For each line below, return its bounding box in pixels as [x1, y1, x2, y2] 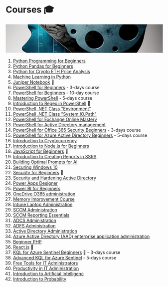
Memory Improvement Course [12, 196, 75, 202]
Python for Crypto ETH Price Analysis [12, 69, 90, 75]
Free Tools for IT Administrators [12, 260, 78, 266]
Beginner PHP [12, 239, 42, 245]
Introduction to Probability [12, 276, 67, 282]
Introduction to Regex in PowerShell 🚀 [12, 101, 91, 107]
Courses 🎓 [5, 4, 54, 16]
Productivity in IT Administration [12, 265, 79, 271]
